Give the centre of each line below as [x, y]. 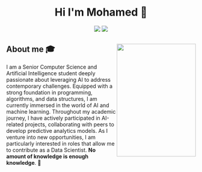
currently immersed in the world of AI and [58, 105]
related [15, 124]
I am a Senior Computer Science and [52, 67]
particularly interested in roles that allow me [61, 143]
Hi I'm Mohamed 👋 [101, 12]
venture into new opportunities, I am [51, 137]
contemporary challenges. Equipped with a [60, 86]
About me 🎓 [31, 50]
